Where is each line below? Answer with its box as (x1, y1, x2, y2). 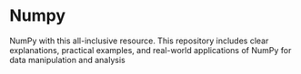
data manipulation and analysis (9, 54, 125, 65)
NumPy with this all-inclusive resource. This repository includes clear (9, 35, 269, 46)
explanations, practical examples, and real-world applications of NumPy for (9, 44, 292, 55)
